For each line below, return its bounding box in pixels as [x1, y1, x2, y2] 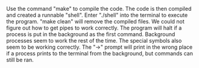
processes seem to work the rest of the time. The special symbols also [6, 37, 182, 44]
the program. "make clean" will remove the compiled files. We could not [6, 18, 185, 25]
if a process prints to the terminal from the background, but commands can [6, 50, 193, 57]
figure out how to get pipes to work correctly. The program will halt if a [6, 24, 182, 31]
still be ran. [6, 57, 34, 63]
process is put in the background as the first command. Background [6, 31, 175, 38]
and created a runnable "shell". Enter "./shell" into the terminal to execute [6, 11, 188, 19]
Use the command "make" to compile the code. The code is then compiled [6, 5, 192, 12]
